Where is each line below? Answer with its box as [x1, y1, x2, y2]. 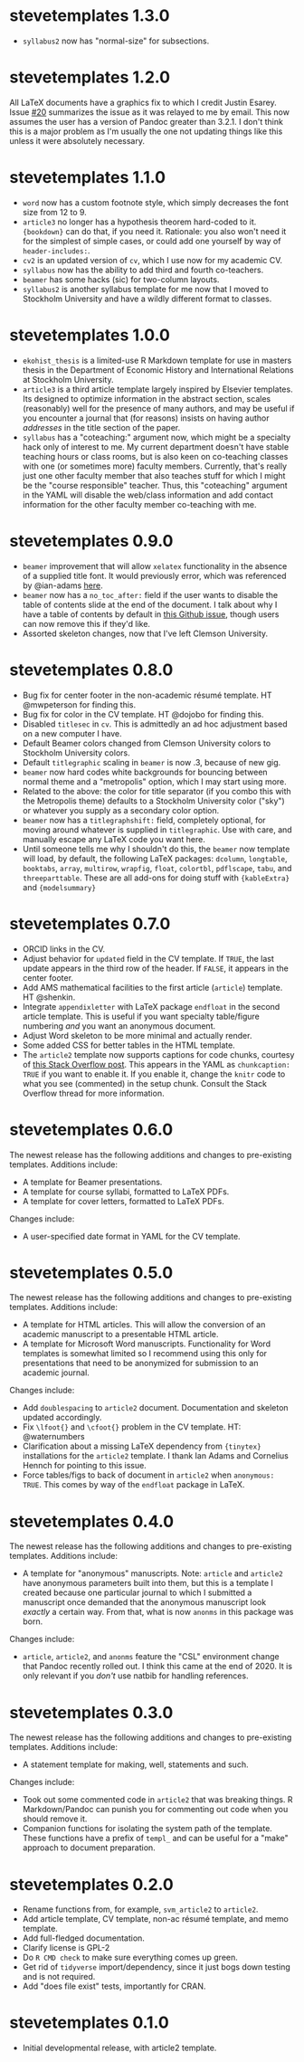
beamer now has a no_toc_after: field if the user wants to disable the [22, 589, 279, 600]
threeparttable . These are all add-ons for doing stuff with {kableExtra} [22, 872, 290, 883]
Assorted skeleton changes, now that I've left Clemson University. [22, 628, 269, 639]
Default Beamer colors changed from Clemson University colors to [22, 737, 271, 748]
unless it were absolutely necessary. [9, 135, 145, 146]
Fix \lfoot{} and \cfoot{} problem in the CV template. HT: [22, 1421, 242, 1432]
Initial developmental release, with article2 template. [22, 2042, 217, 2054]
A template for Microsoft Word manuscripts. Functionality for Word [22, 1338, 271, 1349]
